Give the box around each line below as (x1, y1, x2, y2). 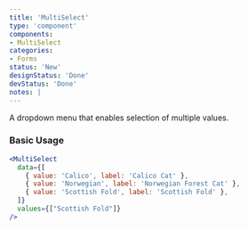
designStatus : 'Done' (9, 71, 90, 80)
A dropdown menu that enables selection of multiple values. (9, 112, 229, 123)
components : (9, 29, 53, 38)
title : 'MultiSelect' (9, 12, 90, 22)
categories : (9, 46, 53, 55)
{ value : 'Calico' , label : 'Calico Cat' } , (25, 171, 189, 180)
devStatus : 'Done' (9, 79, 77, 88)
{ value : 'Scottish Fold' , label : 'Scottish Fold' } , (25, 188, 228, 197)
